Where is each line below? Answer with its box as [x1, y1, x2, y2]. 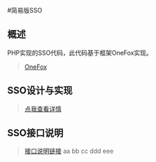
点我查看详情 [24, 104, 62, 113]
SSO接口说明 [7, 127, 64, 139]
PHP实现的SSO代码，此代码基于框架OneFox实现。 [7, 48, 153, 57]
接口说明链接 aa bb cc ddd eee [24, 147, 114, 156]
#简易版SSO [7, 6, 43, 14]
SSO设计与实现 [7, 85, 73, 97]
